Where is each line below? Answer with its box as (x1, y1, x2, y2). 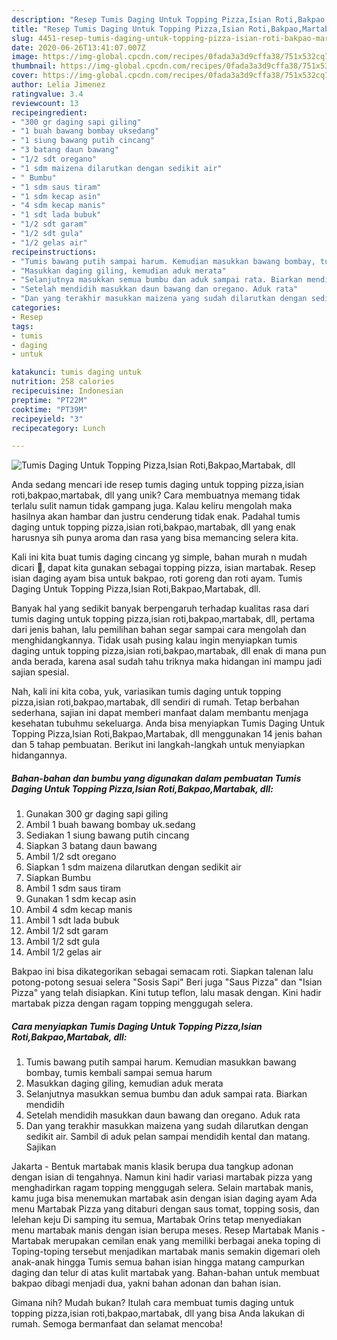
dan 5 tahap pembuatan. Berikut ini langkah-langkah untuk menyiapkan (11, 739, 306, 751)
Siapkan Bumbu (25, 872, 91, 884)
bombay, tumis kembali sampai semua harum (25, 1067, 213, 1079)
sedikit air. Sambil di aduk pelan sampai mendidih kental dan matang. (25, 1131, 311, 1143)
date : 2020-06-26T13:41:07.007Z (11, 42, 146, 53)
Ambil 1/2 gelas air (25, 946, 103, 958)
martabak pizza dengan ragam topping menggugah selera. (11, 997, 254, 1010)
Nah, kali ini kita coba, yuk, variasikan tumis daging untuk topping (11, 686, 282, 698)
